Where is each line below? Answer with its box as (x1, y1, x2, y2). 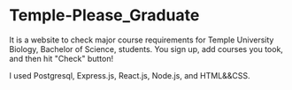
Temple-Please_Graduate (9, 5, 200, 26)
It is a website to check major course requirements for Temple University (9, 34, 274, 45)
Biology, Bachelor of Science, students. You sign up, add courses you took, (9, 43, 283, 54)
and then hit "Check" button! (9, 53, 113, 64)
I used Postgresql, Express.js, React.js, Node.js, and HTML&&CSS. (9, 70, 250, 80)
